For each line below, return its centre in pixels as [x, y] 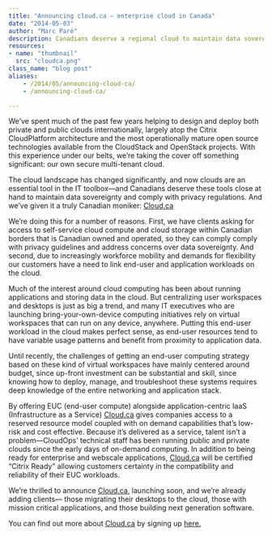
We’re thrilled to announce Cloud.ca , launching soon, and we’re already [127, 491]
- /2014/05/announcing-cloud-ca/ [79, 83]
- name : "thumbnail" [43, 53]
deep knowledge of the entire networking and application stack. [115, 390]
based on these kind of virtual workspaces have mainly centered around [129, 364]
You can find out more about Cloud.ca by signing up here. [105, 524]
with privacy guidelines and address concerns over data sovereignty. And [131, 247]
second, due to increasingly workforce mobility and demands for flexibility [132, 256]
